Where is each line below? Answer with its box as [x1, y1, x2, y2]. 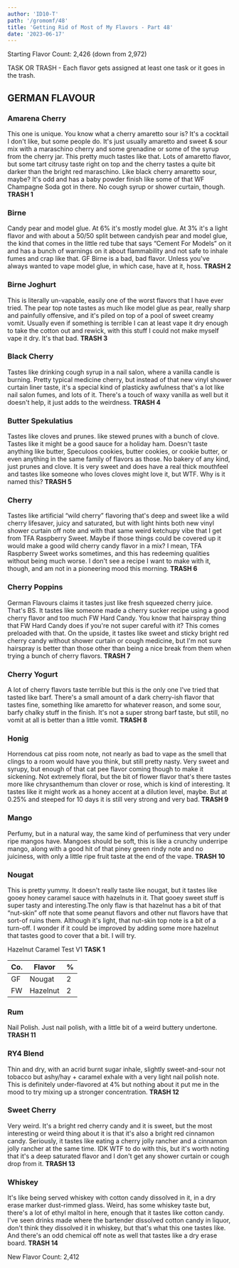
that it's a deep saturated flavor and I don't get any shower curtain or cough [7, 1152, 230, 1160]
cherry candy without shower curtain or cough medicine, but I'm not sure [7, 636, 222, 645]
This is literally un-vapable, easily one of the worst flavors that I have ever [7, 296, 224, 304]
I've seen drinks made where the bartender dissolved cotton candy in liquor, [7, 1216, 231, 1225]
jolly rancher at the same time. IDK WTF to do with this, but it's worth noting [7, 1144, 230, 1153]
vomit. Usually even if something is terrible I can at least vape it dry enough [7, 319, 228, 327]
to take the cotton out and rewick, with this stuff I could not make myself [7, 326, 219, 335]
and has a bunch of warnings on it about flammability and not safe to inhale [7, 247, 228, 255]
